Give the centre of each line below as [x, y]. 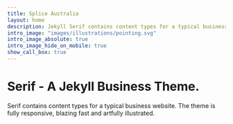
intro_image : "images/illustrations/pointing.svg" [82, 33]
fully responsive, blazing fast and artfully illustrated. [81, 113]
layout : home [26, 20]
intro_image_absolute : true [48, 39]
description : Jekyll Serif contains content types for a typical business [118, 26]
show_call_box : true [37, 53]
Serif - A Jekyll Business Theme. [103, 87]
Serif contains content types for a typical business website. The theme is [111, 105]
